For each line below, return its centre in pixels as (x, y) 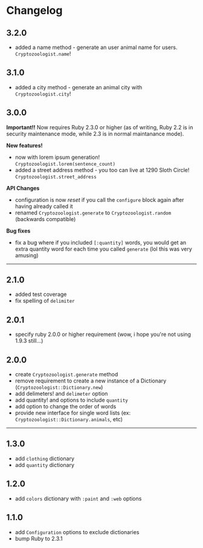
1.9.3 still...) (29, 341)
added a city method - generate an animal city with (79, 87)
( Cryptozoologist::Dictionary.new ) (59, 387)
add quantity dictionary (44, 465)
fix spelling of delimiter (45, 301)
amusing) (27, 255)
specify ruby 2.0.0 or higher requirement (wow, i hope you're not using (103, 334)
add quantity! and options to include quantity (72, 400)
